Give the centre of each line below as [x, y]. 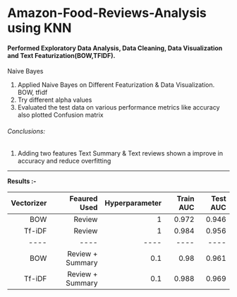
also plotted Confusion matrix [60, 115]
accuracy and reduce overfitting [64, 161]
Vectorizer [29, 203]
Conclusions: [26, 131]
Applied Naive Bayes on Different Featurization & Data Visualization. [116, 85]
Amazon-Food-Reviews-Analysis [107, 13]
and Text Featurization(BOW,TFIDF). [61, 55]
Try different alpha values [55, 100]
